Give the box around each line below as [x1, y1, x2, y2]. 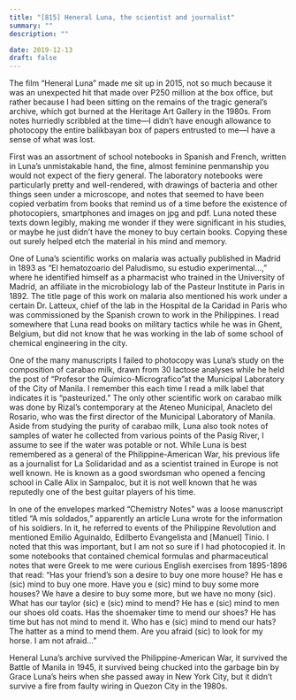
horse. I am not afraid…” [9, 635, 97, 646]
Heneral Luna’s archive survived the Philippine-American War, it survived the [9, 652, 288, 664]
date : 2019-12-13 [9, 45, 73, 54]
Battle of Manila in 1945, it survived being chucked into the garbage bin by [9, 662, 280, 673]
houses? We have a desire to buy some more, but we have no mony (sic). [9, 588, 276, 599]
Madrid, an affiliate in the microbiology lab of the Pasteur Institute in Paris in [9, 281, 285, 292]
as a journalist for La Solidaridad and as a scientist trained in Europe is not [9, 458, 278, 469]
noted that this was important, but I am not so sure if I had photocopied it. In [9, 542, 285, 552]
